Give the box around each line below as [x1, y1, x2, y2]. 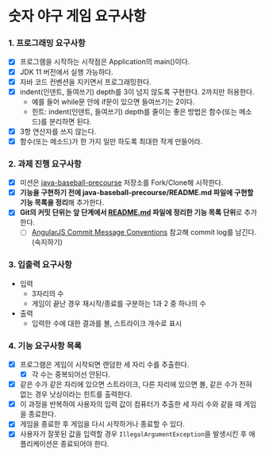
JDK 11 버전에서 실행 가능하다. [19, 67, 113, 76]
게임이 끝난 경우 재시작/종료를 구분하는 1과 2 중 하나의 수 [31, 298, 206, 308]
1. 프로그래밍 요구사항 [8, 37, 86, 48]
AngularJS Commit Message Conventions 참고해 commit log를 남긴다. [31, 228, 257, 237]
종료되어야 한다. [60, 439, 109, 449]
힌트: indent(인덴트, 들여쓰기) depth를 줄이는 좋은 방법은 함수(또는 [31, 106, 238, 116]
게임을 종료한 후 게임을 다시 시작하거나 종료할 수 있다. [19, 420, 185, 429]
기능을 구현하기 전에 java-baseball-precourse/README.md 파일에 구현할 [19, 188, 254, 197]
